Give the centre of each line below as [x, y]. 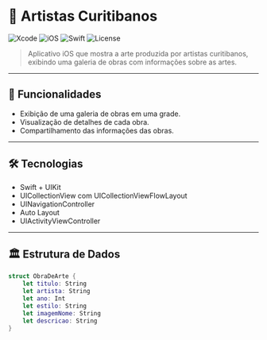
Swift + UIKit [40, 187]
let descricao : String [60, 321]
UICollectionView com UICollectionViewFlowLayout [104, 195]
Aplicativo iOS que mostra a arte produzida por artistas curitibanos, [138, 53]
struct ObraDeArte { [43, 276]
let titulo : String [55, 284]
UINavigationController [57, 204]
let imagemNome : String [62, 313]
